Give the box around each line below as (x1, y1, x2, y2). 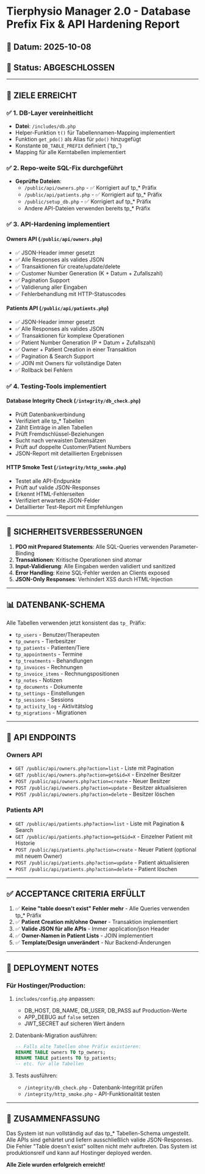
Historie (15, 839, 35, 847)
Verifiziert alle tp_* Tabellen (15, 417, 84, 425)
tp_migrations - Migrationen (15, 708, 87, 716)
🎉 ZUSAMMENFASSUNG (6, 1113, 101, 1124)
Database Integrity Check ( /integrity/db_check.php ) (6, 397, 142, 404)
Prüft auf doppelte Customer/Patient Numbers (15, 443, 131, 450)
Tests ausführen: (15, 1072, 58, 1079)
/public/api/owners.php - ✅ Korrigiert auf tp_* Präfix (24, 184, 157, 191)
